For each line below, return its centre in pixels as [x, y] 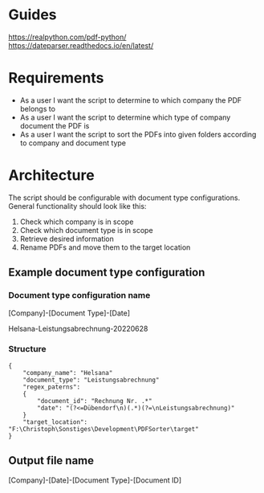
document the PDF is [55, 125]
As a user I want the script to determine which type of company [125, 117]
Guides [33, 15]
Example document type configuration [107, 273]
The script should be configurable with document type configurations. [124, 198]
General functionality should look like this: [77, 206]
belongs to [38, 108]
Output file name [51, 460]
